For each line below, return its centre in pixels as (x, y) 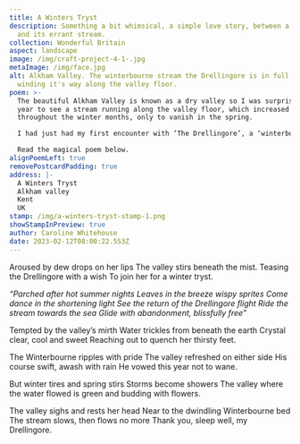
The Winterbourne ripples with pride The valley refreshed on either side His (148, 357)
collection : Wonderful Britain (67, 43)
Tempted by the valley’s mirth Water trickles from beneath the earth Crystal (147, 330)
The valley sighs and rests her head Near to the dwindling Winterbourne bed (150, 410)
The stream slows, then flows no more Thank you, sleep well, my (129, 420)
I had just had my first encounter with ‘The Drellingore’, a (135, 134)
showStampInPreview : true (57, 225)
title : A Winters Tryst (54, 17)
